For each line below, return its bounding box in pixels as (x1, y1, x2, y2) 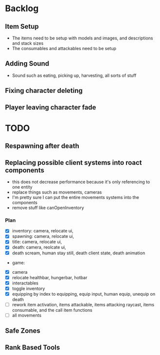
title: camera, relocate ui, (12, 239, 62, 245)
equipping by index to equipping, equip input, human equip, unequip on (12, 291, 156, 297)
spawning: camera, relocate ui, (12, 233, 74, 239)
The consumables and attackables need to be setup (12, 46, 117, 51)
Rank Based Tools (5, 343, 60, 352)
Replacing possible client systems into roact (5, 159, 142, 167)
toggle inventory (12, 285, 45, 291)
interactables (12, 280, 39, 286)
